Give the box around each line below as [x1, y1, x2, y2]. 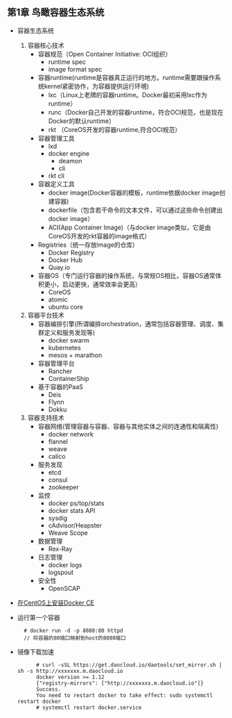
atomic [48, 295, 68, 304]
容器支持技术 [27, 413, 64, 422]
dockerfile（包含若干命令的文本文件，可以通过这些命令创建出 [48, 206, 223, 214]
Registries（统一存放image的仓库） [37, 240, 139, 249]
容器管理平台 [37, 359, 75, 367]
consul [48, 475, 68, 484]
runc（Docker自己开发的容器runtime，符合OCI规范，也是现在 [48, 108, 224, 116]
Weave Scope [48, 528, 89, 537]
